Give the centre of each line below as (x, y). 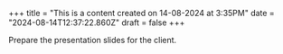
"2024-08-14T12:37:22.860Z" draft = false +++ (97, 22)
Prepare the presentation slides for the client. (93, 40)
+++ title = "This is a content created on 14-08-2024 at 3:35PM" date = (141, 13)
